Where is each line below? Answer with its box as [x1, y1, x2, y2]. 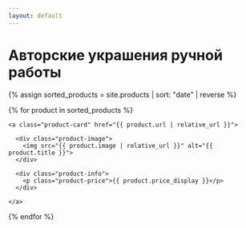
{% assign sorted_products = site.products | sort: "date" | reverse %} [8, 90, 237, 99]
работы [8, 63, 62, 81]
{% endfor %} [8, 211, 54, 221]
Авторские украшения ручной [8, 46, 223, 64]
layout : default [8, 11, 63, 20]
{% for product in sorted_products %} [8, 105, 134, 114]
